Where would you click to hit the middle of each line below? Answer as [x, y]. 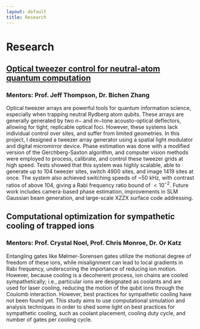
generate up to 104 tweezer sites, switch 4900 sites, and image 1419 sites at [100, 171]
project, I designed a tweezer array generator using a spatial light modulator [99, 140]
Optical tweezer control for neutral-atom [83, 69]
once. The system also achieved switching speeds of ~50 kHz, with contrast [100, 178]
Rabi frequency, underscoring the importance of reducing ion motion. [92, 269]
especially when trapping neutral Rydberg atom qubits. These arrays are [95, 115]
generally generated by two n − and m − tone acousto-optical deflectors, [94, 121]
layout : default [26, 12]
